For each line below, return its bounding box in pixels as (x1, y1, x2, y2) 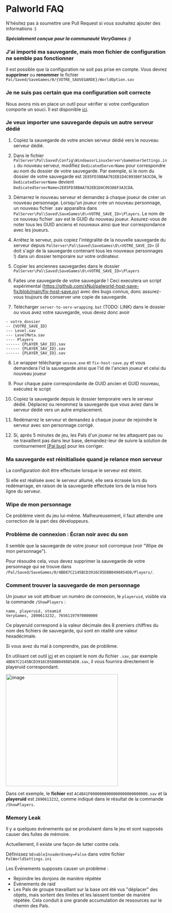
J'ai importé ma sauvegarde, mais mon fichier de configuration (6, 48, 166, 55)
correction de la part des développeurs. (6, 518, 90, 524)
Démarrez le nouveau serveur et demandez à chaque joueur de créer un (13, 194, 166, 200)
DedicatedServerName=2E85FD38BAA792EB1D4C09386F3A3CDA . (13, 184, 135, 190)
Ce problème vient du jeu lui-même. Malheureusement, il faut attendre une (6, 512, 163, 519)
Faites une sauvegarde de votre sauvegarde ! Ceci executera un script (13, 277, 162, 284)
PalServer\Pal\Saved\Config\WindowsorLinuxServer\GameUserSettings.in (13, 157, 167, 163)
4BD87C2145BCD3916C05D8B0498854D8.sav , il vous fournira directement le (6, 659, 154, 665)
